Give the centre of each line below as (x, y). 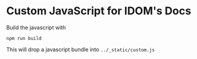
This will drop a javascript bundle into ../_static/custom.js (81, 49)
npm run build (24, 38)
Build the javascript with (36, 27)
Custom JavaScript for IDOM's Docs (99, 11)
